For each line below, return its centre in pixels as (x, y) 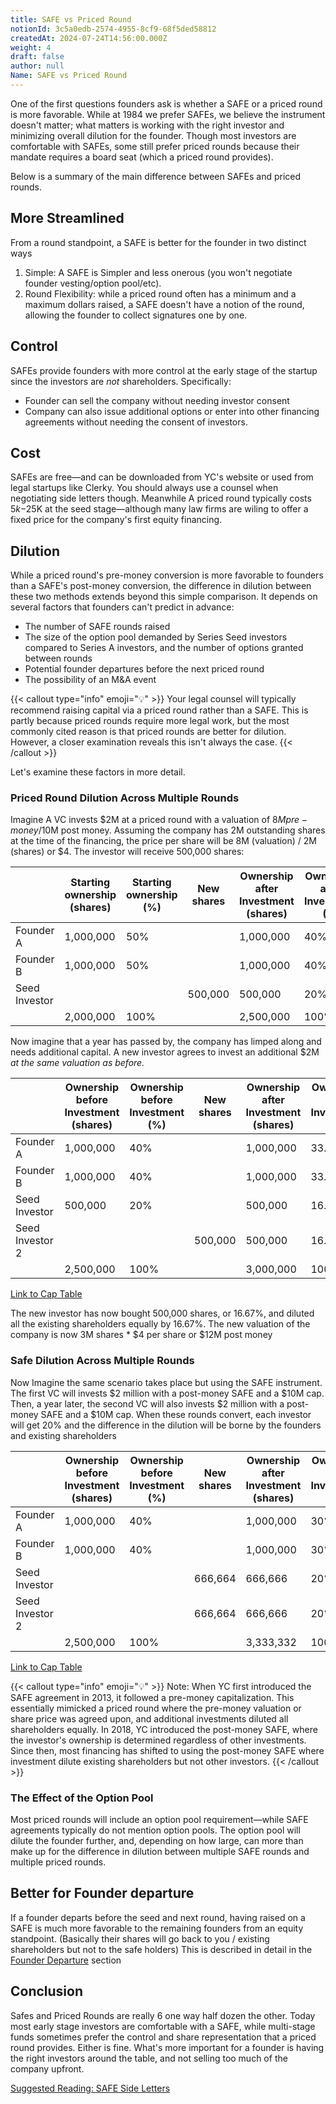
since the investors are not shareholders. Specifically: (121, 381)
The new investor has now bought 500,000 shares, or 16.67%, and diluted (162, 1313)
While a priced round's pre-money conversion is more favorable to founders (167, 575)
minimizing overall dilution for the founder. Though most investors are (153, 135)
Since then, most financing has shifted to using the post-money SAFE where (167, 1750)
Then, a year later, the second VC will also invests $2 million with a (147, 1403)
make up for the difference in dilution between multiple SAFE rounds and (160, 1852)
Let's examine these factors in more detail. (98, 772)
